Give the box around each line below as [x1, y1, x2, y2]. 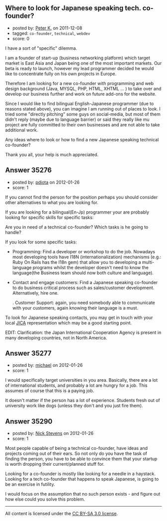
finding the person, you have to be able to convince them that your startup [5, 456, 158, 462]
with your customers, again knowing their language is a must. [12, 305, 138, 311]
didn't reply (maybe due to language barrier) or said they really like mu [5, 116, 150, 122]
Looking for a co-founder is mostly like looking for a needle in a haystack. [5, 471, 156, 477]
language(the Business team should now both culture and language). [12, 270, 154, 276]
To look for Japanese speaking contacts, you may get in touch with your [5, 314, 153, 320]
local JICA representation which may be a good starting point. [5, 319, 132, 325]
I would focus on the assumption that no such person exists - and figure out [5, 491, 161, 497]
